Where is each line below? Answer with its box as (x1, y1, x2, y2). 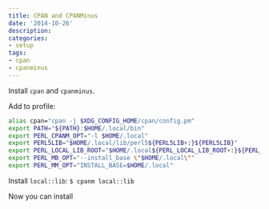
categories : (8, 34, 48, 42)
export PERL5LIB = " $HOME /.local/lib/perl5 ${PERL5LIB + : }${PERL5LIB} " (8, 139, 239, 147)
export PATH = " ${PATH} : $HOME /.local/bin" (8, 124, 146, 132)
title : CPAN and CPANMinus (8, 11, 98, 20)
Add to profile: (8, 101, 56, 111)
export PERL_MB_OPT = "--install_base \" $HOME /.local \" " (8, 154, 195, 163)
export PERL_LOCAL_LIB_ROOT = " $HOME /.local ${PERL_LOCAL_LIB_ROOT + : (8, 147, 235, 155)
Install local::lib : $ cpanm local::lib (8, 175, 134, 185)
